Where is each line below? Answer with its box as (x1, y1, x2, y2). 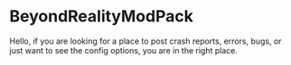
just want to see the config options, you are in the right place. (9, 45, 238, 55)
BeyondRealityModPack (9, 6, 194, 27)
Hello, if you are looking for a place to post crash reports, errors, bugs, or (9, 36, 282, 46)
